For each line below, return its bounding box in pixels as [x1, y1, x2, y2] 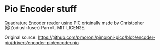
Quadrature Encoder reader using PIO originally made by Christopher [4, 20, 144, 25]
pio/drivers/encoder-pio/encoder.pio [4, 39, 79, 45]
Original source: [4, 34, 37, 40]
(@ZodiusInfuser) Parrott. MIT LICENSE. [4, 25, 86, 30]
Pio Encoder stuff [4, 3, 77, 15]
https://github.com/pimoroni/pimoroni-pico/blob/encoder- [38, 34, 156, 40]
